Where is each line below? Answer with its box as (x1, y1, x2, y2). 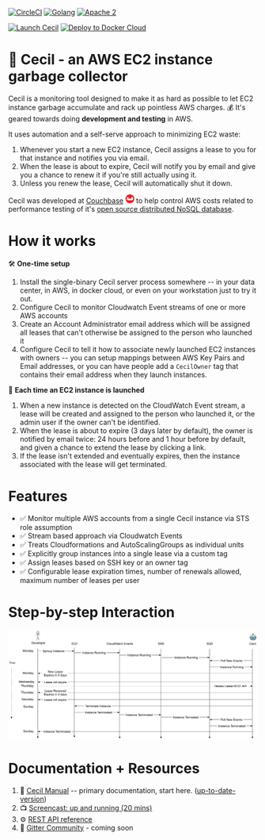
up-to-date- (196, 785, 236, 795)
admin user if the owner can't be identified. (19, 417, 161, 427)
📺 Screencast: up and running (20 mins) (19, 803, 153, 812)
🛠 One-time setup (8, 259, 70, 268)
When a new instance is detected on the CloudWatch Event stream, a (19, 401, 245, 410)
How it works (8, 232, 97, 250)
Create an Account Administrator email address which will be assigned (19, 319, 251, 328)
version (19, 794, 45, 804)
